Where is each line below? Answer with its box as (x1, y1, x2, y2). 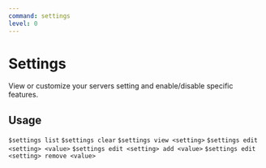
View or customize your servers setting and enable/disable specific (8, 81, 234, 91)
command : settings (8, 11, 71, 20)
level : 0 (8, 19, 38, 28)
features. (8, 90, 39, 100)
